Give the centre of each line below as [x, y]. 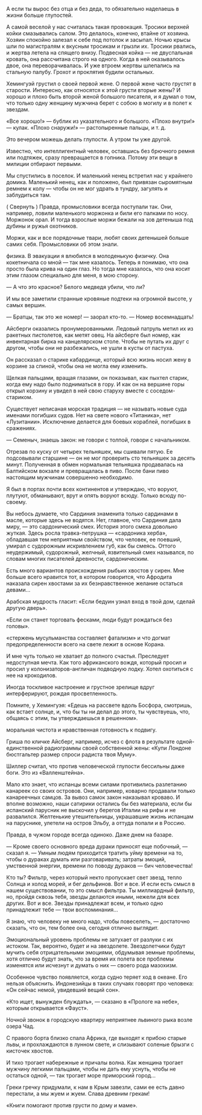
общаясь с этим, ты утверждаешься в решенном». [72, 718]
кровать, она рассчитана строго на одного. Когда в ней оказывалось [96, 59]
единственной [25, 748]
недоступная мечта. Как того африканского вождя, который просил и [96, 662]
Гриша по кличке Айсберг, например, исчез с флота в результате [90, 742]
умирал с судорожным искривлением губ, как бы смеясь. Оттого [91, 546]
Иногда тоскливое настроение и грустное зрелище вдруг [80, 687]
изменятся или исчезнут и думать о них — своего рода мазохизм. [92, 965]
